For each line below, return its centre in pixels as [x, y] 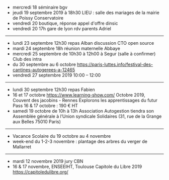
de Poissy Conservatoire [38, 18]
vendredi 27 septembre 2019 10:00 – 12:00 [57, 75]
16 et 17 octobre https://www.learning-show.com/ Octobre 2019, [79, 95]
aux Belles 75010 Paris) [37, 122]
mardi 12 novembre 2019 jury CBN [48, 161]
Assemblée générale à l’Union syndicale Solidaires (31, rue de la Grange [87, 116]
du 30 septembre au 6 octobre [44, 64]
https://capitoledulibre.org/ [40, 172]
